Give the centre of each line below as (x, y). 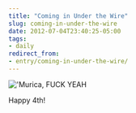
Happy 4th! (27, 100)
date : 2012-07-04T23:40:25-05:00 (65, 31)
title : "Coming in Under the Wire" (68, 16)
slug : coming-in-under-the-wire (63, 24)
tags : (17, 39)
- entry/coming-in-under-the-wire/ (68, 62)
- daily (21, 46)
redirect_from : (34, 54)
